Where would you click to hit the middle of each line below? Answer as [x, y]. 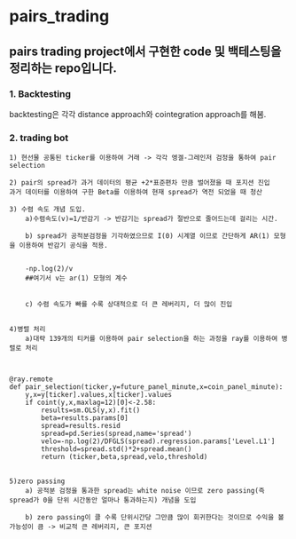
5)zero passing [37, 481]
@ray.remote [31, 379]
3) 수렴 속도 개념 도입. [47, 210]
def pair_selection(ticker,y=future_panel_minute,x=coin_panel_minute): [146, 387]
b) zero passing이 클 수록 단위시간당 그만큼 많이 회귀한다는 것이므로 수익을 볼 [155, 518]
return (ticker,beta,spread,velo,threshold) [125, 457]
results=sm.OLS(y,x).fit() [91, 410]
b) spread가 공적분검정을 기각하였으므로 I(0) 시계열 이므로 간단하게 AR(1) [148, 236]
